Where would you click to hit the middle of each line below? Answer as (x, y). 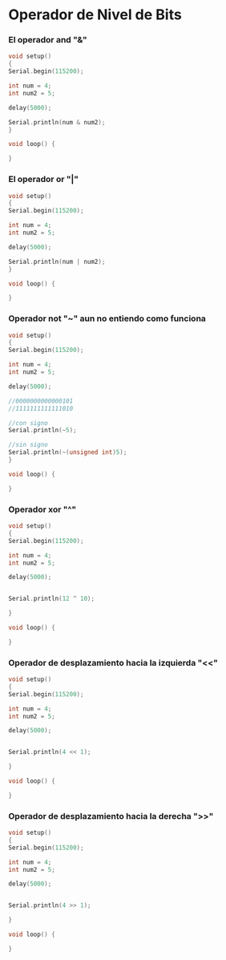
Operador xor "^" (42, 509)
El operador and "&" (48, 40)
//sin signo (28, 445)
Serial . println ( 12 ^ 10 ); (51, 599)
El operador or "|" (43, 180)
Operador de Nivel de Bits (95, 15)
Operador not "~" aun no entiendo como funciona (107, 318)
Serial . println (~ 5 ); (43, 431)
